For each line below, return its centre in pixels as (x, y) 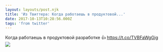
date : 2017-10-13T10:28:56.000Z (39, 19)
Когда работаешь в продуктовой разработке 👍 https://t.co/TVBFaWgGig (82, 38)
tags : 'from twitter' (28, 23)
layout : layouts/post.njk (32, 10)
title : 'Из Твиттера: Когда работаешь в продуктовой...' (65, 14)
